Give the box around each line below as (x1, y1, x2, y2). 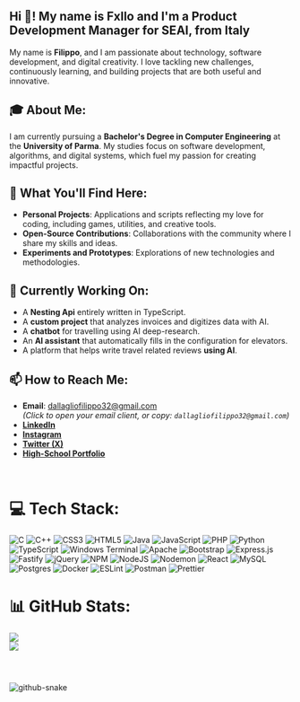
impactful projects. (9, 159, 79, 171)
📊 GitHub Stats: (9, 596, 132, 617)
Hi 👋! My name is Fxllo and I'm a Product (9, 9, 237, 24)
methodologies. (21, 257, 81, 268)
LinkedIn (21, 419, 56, 431)
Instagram (21, 429, 62, 440)
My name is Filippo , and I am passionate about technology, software (9, 47, 262, 57)
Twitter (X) (21, 439, 64, 450)
